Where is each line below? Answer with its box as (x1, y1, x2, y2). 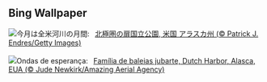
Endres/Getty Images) (8, 38, 82, 47)
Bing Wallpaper (8, 6, 87, 20)
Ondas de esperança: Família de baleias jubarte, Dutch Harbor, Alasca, (16, 55, 256, 65)
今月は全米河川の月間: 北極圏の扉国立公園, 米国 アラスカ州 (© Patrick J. (16, 28, 259, 39)
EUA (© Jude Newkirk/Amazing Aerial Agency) (8, 64, 165, 74)
